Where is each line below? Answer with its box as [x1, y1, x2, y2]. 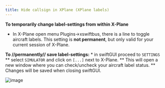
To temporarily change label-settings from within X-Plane [5, 21, 129, 27]
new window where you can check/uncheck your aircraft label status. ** [5, 62, 155, 68]
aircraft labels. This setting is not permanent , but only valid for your [12, 36, 154, 42]
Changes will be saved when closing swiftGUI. [5, 67, 101, 73]
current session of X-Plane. [12, 41, 70, 48]
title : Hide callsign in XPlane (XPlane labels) [5, 7, 109, 13]
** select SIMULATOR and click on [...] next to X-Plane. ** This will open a [5, 56, 158, 63]
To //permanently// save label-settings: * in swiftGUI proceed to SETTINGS [5, 51, 160, 57]
